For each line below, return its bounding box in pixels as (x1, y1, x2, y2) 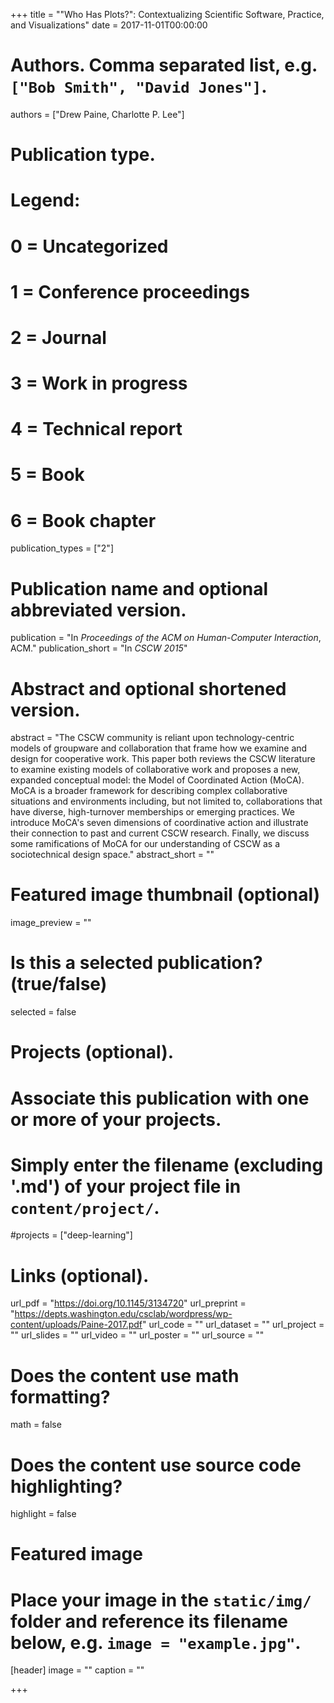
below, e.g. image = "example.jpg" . (10, 1631, 302, 1654)
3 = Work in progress (10, 372, 188, 395)
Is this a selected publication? (10, 952, 263, 974)
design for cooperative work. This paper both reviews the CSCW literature (10, 753, 316, 765)
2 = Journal (10, 326, 107, 349)
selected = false (10, 1006, 77, 1018)
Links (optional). (10, 1264, 150, 1287)
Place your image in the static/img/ (10, 1589, 312, 1611)
